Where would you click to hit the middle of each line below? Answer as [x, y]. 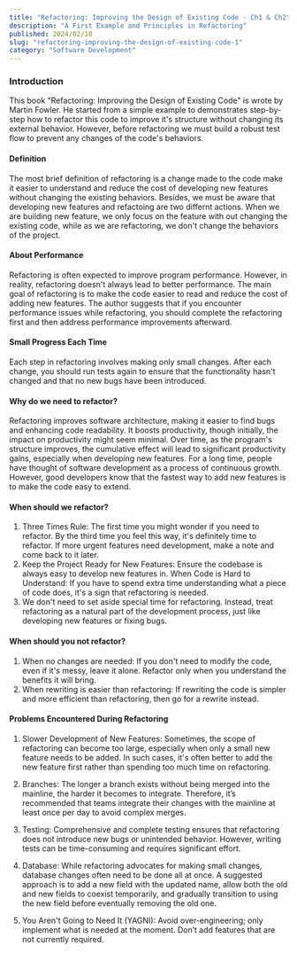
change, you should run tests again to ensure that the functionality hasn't [142, 371]
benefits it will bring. [59, 680]
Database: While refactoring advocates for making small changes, [142, 865]
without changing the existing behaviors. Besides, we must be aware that [142, 197]
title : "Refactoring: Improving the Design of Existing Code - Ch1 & [140, 17]
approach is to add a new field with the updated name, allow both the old [155, 884]
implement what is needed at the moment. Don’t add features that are [148, 930]
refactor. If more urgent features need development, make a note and [148, 545]
